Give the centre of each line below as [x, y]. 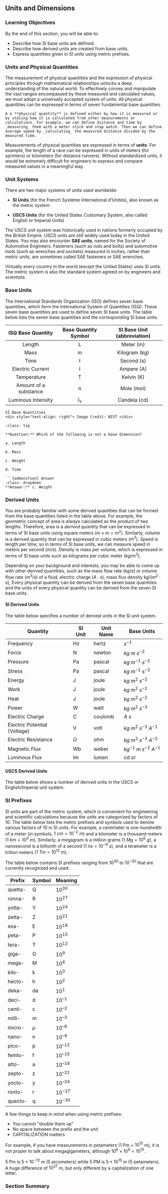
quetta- [17, 889]
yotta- [15, 908]
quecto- [17, 1101]
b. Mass [13, 452]
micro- [16, 1027]
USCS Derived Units [26, 771]
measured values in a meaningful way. [45, 166]
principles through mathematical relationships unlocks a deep [69, 83]
